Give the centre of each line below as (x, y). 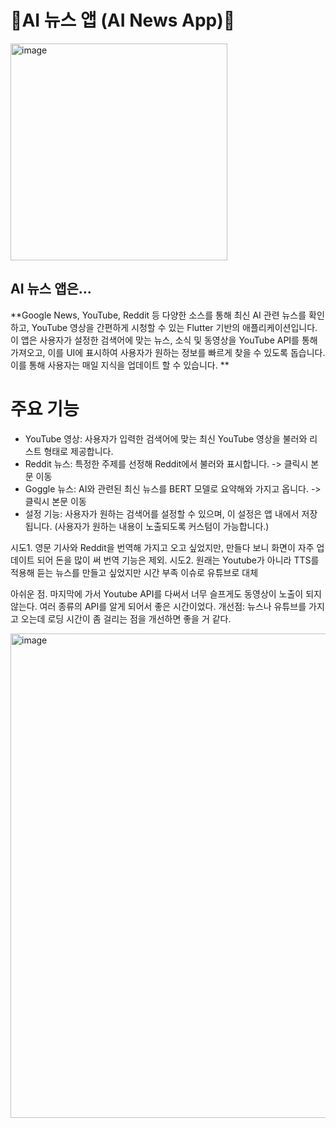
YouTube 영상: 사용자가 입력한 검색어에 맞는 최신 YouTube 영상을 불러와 (166, 438)
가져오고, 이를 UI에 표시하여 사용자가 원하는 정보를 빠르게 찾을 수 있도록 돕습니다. (168, 352)
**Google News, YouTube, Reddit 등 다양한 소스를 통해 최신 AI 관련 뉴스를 (158, 315)
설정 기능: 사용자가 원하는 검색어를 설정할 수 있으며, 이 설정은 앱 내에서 (162, 513)
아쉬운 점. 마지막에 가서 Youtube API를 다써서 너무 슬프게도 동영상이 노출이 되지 (166, 593)
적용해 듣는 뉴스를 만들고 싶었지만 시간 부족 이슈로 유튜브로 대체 (134, 572)
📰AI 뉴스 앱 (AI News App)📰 (123, 20)
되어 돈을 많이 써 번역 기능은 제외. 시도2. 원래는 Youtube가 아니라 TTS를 (178, 560)
